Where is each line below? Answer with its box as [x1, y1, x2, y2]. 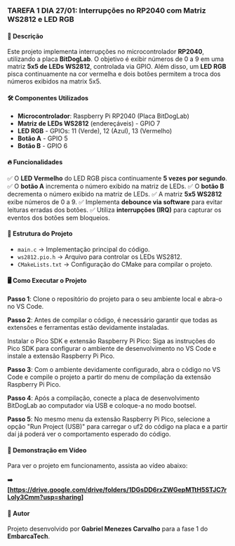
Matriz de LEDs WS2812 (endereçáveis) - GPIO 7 [17, 119, 161, 128]
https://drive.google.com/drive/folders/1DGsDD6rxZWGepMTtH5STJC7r [9, 486, 227, 494]
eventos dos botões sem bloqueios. [7, 213, 111, 222]
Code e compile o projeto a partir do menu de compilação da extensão [7, 373, 212, 381]
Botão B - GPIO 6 [17, 142, 68, 150]
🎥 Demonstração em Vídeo [7, 446, 87, 454]
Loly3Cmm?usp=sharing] [7, 493, 84, 502]
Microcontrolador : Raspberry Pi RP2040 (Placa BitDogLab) [17, 112, 189, 121]
